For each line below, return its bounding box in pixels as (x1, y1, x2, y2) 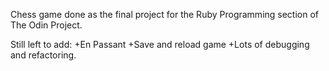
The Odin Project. (10, 19, 83, 31)
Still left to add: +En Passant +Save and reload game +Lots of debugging (10, 39, 310, 50)
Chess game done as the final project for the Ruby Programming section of (10, 9, 320, 20)
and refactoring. (10, 49, 77, 61)
